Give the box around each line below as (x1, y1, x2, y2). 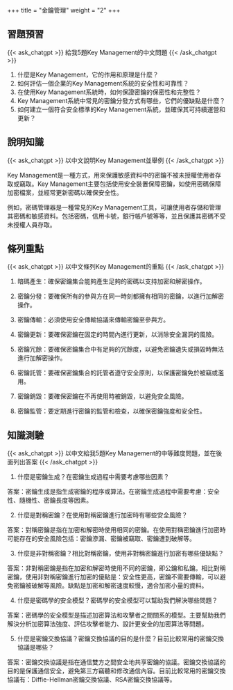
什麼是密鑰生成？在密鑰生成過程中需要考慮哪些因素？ (17, 473, 170, 481)
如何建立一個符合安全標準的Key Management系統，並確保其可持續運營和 (17, 105, 226, 113)
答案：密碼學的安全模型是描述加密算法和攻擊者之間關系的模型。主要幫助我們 (7, 611, 226, 620)
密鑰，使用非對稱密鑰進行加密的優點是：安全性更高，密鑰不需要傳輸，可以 (7, 573, 220, 581)
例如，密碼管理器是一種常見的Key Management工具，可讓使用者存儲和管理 (7, 203, 222, 211)
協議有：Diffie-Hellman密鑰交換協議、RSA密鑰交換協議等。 (7, 675, 176, 684)
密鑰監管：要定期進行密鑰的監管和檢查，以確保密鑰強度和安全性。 (17, 407, 206, 416)
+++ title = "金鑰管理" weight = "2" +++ (7, 6, 121, 14)
